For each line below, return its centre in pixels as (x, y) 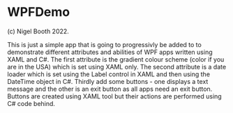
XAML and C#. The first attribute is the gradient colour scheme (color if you (116, 59)
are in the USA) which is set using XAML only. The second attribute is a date (117, 67)
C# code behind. (31, 103)
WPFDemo (39, 12)
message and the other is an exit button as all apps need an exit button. (110, 89)
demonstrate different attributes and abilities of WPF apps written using (110, 52)
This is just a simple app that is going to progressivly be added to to (105, 44)
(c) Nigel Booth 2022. (38, 31)
